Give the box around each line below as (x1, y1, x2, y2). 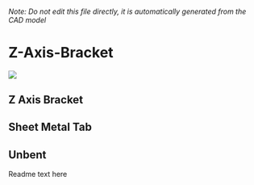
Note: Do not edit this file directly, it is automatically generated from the (8, 6, 247, 16)
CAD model (8, 15, 47, 24)
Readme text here (8, 170, 68, 179)
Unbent (8, 148, 47, 162)
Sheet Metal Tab (8, 120, 93, 134)
